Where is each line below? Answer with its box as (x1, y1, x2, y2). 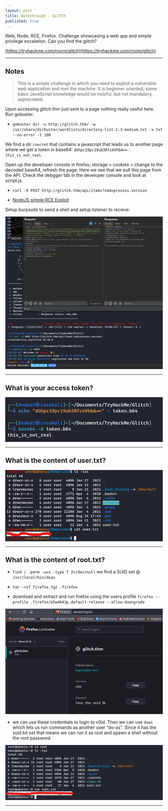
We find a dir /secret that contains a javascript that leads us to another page (5, 141, 163, 147)
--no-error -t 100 (12, 132, 51, 137)
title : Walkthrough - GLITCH (5, 13, 66, 18)
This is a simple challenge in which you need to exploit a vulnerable (17, 80, 156, 86)
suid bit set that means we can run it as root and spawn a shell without (12, 729, 158, 735)
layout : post (5, 8, 32, 13)
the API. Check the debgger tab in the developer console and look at (5, 172, 146, 178)
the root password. (12, 735, 51, 741)
